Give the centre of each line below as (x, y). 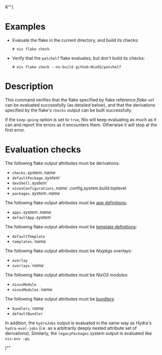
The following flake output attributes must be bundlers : (60, 299)
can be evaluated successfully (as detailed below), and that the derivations (80, 105)
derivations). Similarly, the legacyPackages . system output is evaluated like (79, 333)
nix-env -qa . (18, 338)
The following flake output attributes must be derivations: (63, 163)
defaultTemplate (28, 236)
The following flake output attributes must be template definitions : (71, 226)
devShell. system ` (30, 183)
